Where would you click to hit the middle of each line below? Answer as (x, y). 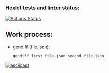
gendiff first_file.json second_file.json (58, 56)
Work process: (29, 34)
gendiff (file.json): (31, 47)
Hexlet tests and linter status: (43, 8)
